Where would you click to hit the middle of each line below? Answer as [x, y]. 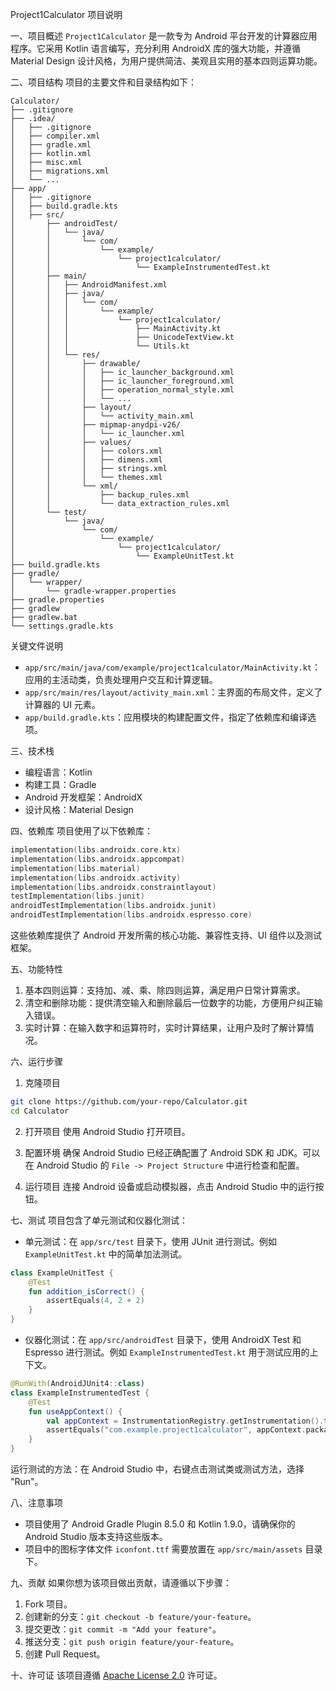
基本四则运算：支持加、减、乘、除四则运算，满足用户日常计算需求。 [165, 990]
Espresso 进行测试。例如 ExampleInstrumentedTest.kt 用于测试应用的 [167, 1352]
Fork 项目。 [48, 1604]
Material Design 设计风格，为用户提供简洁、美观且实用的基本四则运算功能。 [166, 61]
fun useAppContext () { [75, 1411]
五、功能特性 [36, 969]
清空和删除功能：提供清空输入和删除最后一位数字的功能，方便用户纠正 [169, 1002]
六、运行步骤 [36, 1061]
